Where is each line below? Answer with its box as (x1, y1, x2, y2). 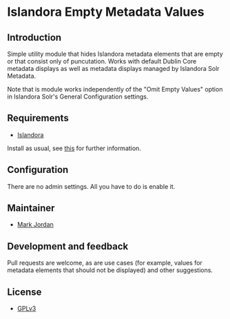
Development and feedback (7, 240, 129, 252)
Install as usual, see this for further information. (7, 144, 141, 152)
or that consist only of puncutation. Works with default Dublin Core (7, 57, 197, 65)
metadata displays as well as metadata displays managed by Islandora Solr (7, 65, 220, 72)
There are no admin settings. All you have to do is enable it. (7, 182, 176, 190)
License (7, 286, 42, 298)
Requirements (7, 112, 69, 124)
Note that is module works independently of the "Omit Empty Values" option (7, 85, 223, 93)
